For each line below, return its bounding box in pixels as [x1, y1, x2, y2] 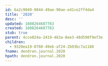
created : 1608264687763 [5, 26, 54, 31]
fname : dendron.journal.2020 [5, 49, 65, 54]
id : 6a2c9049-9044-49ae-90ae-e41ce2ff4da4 [5, 7, 94, 12]
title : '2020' [5, 12, 35, 17]
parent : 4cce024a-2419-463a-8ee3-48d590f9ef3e [5, 35, 103, 40]
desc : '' [5, 16, 23, 21]
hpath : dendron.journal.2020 [5, 53, 65, 59]
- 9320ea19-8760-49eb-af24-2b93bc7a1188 [9, 44, 94, 49]
